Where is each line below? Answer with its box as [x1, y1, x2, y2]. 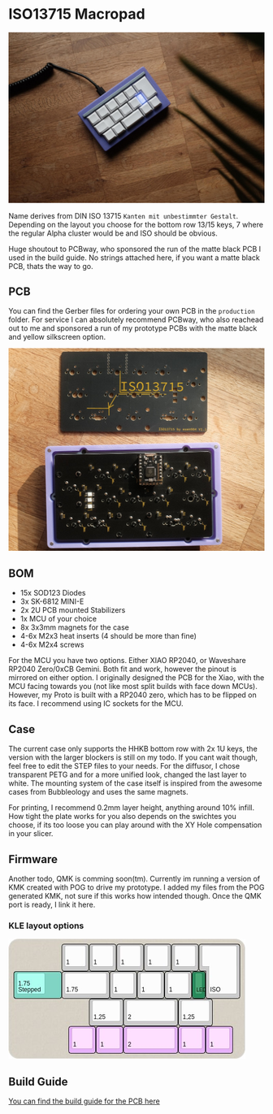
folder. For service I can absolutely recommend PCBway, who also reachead [8, 314, 264, 325]
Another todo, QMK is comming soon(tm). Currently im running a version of [8, 874, 261, 884]
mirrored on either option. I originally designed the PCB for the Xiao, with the [8, 673, 265, 683]
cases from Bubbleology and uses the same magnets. [8, 787, 188, 797]
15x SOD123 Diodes [19, 588, 86, 598]
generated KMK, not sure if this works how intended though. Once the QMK [8, 891, 262, 901]
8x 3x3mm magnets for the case [19, 622, 130, 632]
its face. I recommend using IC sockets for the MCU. [8, 699, 184, 709]
